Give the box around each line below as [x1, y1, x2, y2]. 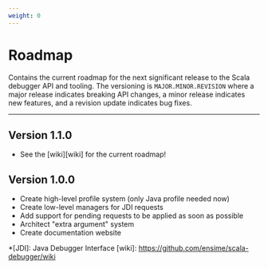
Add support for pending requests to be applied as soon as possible [19, 211, 244, 220]
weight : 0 [8, 11, 41, 20]
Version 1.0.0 [8, 172, 76, 186]
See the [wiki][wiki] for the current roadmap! [19, 149, 167, 160]
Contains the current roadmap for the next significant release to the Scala [8, 73, 250, 82]
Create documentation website [19, 228, 122, 238]
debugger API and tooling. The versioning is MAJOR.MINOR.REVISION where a [8, 81, 254, 90]
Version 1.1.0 [8, 129, 73, 142]
